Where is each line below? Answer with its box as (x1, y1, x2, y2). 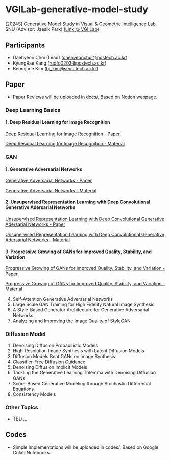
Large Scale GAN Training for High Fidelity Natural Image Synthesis (12, 301, 155, 308)
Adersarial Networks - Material (5, 237, 70, 243)
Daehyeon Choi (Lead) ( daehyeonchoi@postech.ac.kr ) (12, 54, 128, 60)
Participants (5, 41, 45, 50)
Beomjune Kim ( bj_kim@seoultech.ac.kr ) (12, 65, 99, 71)
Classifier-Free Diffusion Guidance (12, 359, 86, 365)
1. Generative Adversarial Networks (5, 166, 83, 172)
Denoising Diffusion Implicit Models (12, 364, 88, 370)
